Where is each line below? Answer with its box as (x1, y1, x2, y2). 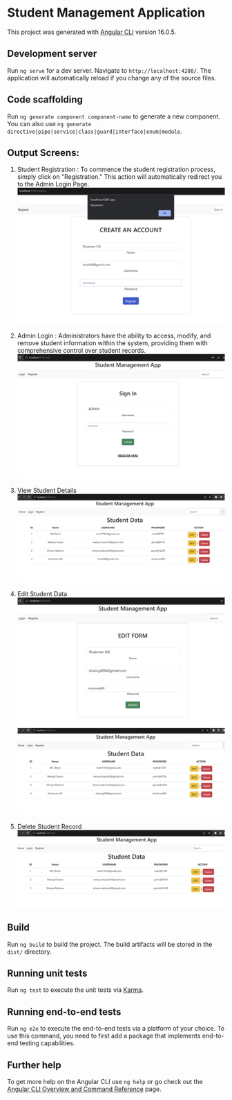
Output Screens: (7, 147, 79, 159)
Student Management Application (7, 5, 206, 21)
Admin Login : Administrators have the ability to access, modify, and (17, 331, 211, 340)
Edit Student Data (17, 590, 68, 598)
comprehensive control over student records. (17, 346, 146, 354)
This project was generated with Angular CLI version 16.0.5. (7, 28, 177, 36)
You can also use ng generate (7, 119, 92, 128)
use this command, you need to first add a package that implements (7, 1031, 201, 1040)
